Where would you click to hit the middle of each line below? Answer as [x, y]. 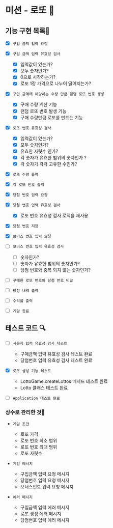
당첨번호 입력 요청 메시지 [45, 480]
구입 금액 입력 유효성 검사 [36, 54]
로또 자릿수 [31, 453]
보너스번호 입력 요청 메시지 [47, 487]
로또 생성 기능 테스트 [32, 371]
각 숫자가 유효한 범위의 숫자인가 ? [53, 157]
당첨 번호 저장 [25, 226]
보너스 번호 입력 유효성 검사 [38, 247]
